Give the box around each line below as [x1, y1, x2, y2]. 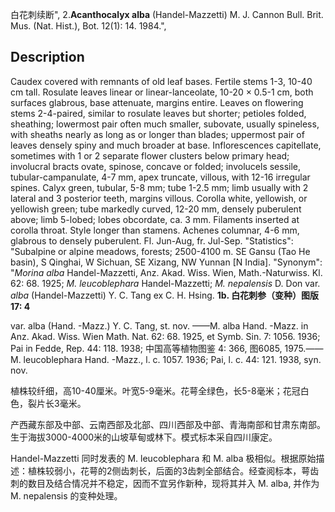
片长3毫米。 [36, 397, 87, 409]
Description [10, 49, 85, 66]
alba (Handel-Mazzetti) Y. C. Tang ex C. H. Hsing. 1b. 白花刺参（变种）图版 [10, 289, 320, 301]
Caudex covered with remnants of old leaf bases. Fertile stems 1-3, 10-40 [10, 75, 313, 87]
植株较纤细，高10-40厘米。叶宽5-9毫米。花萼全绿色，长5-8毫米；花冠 [10, 384, 301, 397]
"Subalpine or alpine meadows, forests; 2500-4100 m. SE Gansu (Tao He [10, 245, 311, 257]
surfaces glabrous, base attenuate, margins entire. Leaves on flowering [10, 96, 304, 108]
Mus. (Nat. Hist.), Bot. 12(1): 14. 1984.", [10, 20, 167, 32]
